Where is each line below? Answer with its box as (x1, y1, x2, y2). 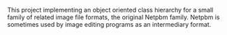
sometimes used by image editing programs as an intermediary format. (7, 21, 212, 28)
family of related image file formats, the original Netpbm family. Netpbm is (7, 13, 220, 21)
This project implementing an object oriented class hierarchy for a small (7, 6, 214, 14)
